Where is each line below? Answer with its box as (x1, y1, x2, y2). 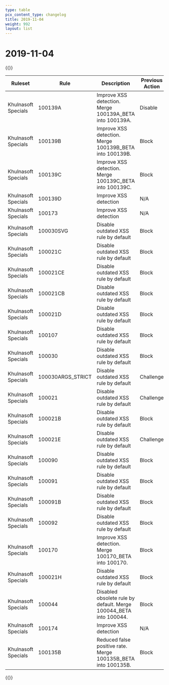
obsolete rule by (96, 595, 135, 602)
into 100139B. (96, 150, 132, 157)
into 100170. (96, 559, 128, 566)
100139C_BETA (96, 177, 135, 185)
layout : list (5, 26, 33, 31)
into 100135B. (96, 662, 132, 669)
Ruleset (11, 80, 30, 87)
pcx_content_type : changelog (5, 12, 66, 17)
